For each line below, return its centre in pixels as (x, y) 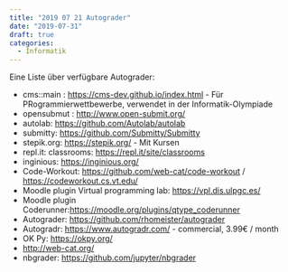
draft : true (32, 34)
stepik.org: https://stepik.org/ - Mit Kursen (101, 143)
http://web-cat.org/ (58, 249)
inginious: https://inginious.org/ (81, 162)
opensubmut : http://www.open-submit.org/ (104, 114)
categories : (32, 43)
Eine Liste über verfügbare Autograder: (82, 77)
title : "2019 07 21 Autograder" (70, 18)
